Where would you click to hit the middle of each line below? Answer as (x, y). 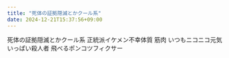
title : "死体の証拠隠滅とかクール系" (54, 13)
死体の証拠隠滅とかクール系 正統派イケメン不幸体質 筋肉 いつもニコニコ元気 (115, 39)
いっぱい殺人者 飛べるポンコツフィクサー (65, 48)
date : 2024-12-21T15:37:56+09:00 (55, 20)
